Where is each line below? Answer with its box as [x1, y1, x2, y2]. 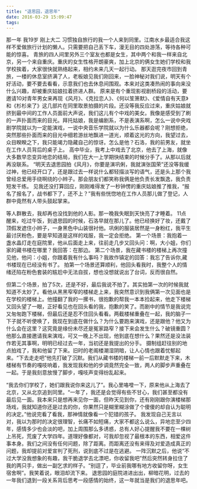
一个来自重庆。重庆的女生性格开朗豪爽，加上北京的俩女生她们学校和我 [21, 58, 191, 65]
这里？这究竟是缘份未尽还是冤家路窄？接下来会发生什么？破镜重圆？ [26, 325, 191, 332]
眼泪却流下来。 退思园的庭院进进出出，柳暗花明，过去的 [55, 470, 190, 477]
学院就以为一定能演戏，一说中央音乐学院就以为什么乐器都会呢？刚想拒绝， [11, 124, 191, 131]
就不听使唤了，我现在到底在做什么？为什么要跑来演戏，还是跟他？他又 [16, 318, 186, 325]
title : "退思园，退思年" [6, 8, 60, 15]
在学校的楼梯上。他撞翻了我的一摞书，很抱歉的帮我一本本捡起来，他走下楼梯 [6, 296, 191, 303]
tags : [6, 19, 19, 25]
